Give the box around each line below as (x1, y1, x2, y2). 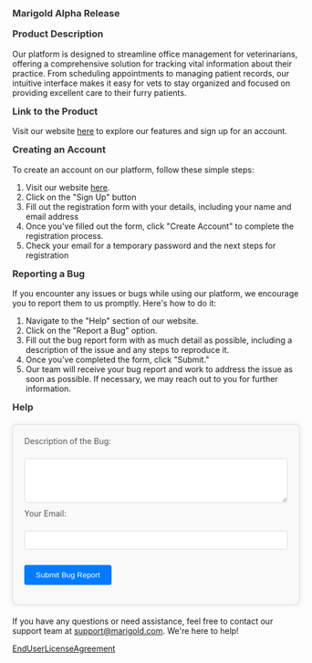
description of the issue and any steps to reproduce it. (25, 344, 230, 355)
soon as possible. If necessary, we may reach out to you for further (25, 373, 278, 384)
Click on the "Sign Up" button (25, 192, 137, 202)
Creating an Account (12, 143, 106, 156)
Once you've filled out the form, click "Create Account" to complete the (25, 221, 295, 232)
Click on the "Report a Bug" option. (25, 325, 158, 336)
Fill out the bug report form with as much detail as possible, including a (25, 335, 293, 346)
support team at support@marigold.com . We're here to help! (12, 625, 239, 636)
